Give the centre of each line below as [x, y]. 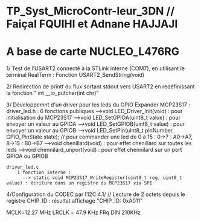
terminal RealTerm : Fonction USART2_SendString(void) [75, 75]
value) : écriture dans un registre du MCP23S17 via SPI [79, 183]
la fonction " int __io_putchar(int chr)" [53, 93]
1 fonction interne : [44, 173]
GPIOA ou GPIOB [27, 156]
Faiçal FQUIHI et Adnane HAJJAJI [92, 24]
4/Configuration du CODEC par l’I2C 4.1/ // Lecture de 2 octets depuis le [96, 194]
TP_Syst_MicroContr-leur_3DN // [91, 11]
